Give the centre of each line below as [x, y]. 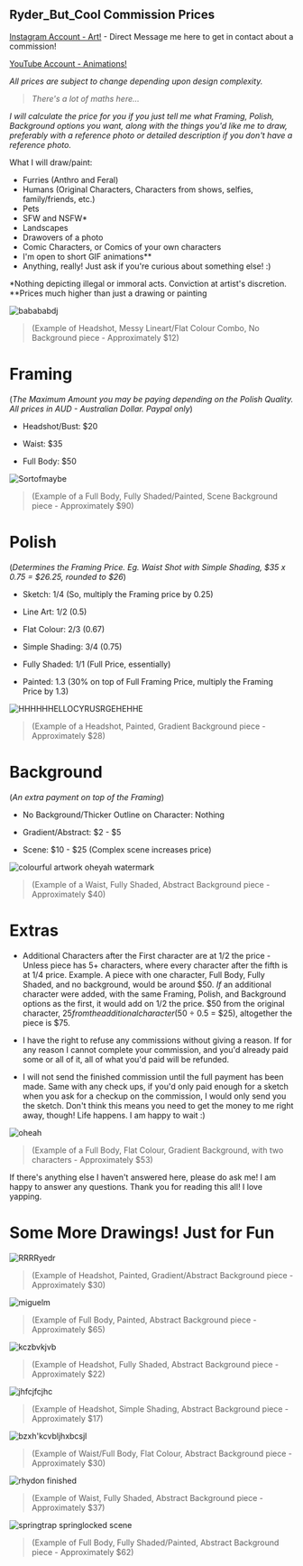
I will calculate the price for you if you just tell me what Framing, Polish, [142, 115]
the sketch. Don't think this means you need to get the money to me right [158, 1105]
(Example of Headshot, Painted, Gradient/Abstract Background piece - [162, 1275]
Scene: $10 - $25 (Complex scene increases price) [117, 849]
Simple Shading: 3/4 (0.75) [72, 646]
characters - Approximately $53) [92, 1159]
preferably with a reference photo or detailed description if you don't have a [151, 135]
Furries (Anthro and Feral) [70, 180]
